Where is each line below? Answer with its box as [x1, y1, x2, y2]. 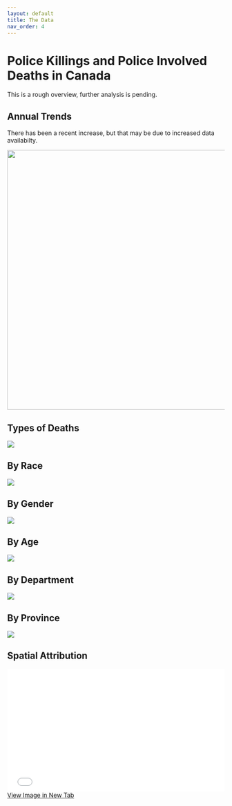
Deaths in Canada [7, 67, 111, 83]
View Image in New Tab [7, 791, 75, 800]
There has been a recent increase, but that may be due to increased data [7, 129, 215, 137]
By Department [7, 574, 74, 586]
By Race [7, 460, 43, 472]
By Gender [7, 498, 54, 510]
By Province [7, 612, 60, 624]
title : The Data [7, 17, 54, 24]
